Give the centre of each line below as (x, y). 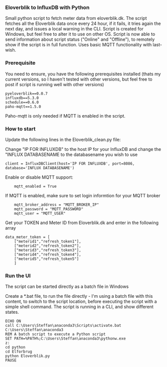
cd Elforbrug (19, 352)
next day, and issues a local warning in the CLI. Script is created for (74, 29)
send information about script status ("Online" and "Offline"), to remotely (80, 39)
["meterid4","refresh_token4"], (48, 254)
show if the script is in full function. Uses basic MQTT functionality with (79, 45)
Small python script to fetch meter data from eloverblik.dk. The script (76, 18)
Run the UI (18, 275)
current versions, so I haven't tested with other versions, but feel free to (79, 79)
